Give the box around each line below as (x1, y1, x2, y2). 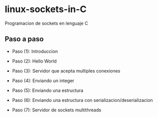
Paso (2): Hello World (12, 58, 57, 64)
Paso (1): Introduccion (12, 48, 58, 54)
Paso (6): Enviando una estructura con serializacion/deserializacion (12, 97, 153, 103)
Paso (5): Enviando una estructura (12, 87, 84, 93)
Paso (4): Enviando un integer (12, 77, 74, 84)
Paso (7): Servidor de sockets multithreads (12, 107, 102, 113)
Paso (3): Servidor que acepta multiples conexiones (12, 68, 121, 74)
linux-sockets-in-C (5, 4, 87, 15)
